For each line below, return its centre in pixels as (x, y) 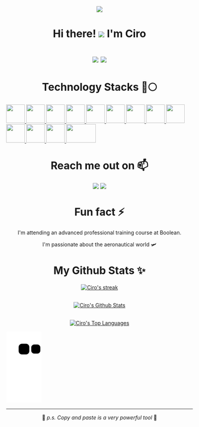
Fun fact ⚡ (99, 212)
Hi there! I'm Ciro (99, 34)
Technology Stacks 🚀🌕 (99, 87)
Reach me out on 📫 (99, 166)
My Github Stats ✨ (99, 271)
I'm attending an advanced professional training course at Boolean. (99, 232)
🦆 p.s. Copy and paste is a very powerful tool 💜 (99, 418)
